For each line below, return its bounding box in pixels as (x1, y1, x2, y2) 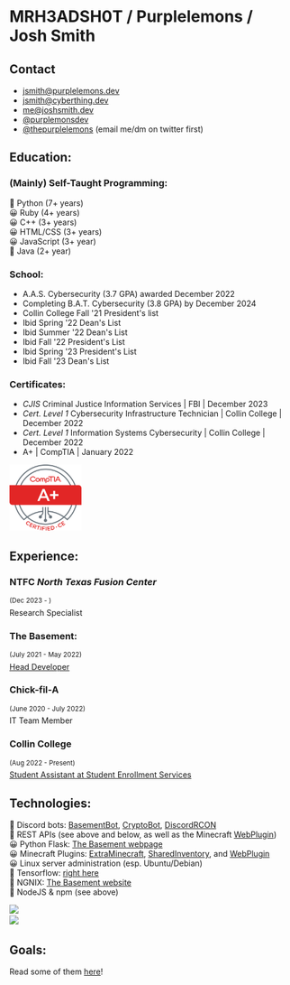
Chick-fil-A (9, 683, 59, 696)
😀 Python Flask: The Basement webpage (9, 839, 164, 850)
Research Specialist (9, 607, 83, 618)
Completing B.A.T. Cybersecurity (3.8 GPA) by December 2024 (22, 298, 257, 309)
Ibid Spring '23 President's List (22, 346, 137, 357)
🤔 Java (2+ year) (9, 246, 72, 256)
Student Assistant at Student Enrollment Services (9, 769, 192, 780)
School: (9, 268, 44, 281)
